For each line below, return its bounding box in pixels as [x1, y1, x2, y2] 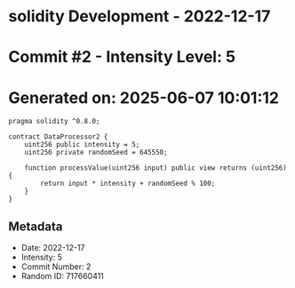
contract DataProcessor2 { [8, 132, 108, 141]
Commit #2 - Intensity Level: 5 [8, 47, 236, 68]
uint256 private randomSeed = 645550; [24, 148, 168, 157]
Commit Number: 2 [20, 261, 92, 272]
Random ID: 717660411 [20, 271, 104, 282]
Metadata [8, 219, 63, 234]
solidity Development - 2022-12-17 [8, 6, 271, 27]
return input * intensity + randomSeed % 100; [40, 180, 216, 188]
